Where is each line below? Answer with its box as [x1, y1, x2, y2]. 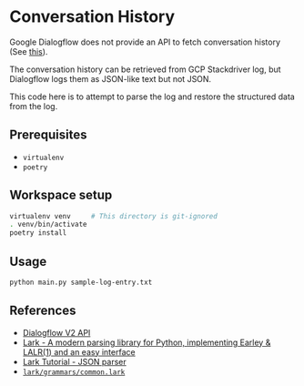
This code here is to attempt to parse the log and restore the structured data [9, 91, 296, 102]
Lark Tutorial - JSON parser [22, 356, 127, 367]
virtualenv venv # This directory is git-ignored [9, 211, 218, 220]
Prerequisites [9, 127, 87, 143]
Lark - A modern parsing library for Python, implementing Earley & [22, 337, 271, 348]
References [9, 303, 76, 319]
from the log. [9, 100, 58, 111]
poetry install [9, 229, 67, 238]
